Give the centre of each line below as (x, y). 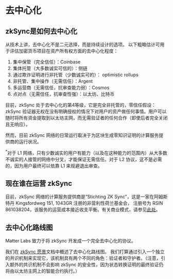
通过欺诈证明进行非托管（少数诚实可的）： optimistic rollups (76, 75)
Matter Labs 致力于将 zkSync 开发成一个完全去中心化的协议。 (71, 241)
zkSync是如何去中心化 (41, 31)
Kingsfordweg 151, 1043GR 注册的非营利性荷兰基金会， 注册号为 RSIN (89, 203)
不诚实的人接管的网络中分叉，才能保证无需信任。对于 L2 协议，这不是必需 (84, 159)
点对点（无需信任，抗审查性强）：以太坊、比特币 (64, 94)
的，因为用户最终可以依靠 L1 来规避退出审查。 (54, 166)
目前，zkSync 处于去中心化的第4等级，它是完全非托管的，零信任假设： (81, 105)
